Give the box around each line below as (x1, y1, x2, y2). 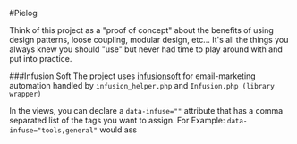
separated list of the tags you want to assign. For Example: (9, 115, 225, 125)
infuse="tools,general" (9, 126, 98, 135)
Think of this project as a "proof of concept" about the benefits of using (9, 25, 275, 35)
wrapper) (9, 89, 42, 98)
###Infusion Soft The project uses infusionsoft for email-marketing (9, 71, 257, 81)
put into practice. (9, 54, 72, 64)
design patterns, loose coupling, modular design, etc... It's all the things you (9, 35, 289, 45)
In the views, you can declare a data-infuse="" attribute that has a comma (9, 106, 284, 115)
